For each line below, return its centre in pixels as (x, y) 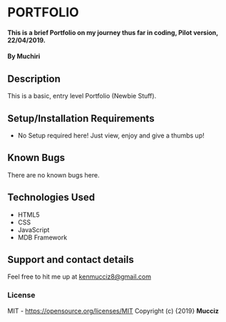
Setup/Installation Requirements (81, 118)
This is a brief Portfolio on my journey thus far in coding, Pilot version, (113, 32)
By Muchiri (24, 56)
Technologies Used (51, 198)
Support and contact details (71, 260)
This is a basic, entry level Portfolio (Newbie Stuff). (82, 96)
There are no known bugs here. (53, 175)
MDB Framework (42, 237)
